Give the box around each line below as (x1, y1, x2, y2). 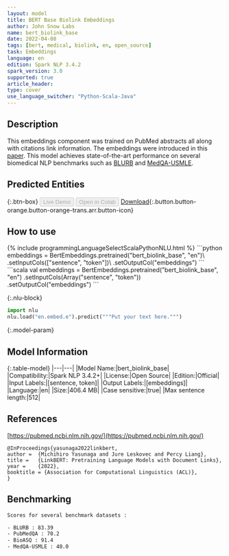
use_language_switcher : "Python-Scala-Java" (7, 93, 136, 100)
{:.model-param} (7, 326, 55, 334)
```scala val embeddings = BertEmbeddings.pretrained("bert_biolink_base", (7, 266, 219, 274)
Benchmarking (7, 493, 72, 505)
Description (7, 118, 58, 131)
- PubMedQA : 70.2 (7, 531, 60, 537)
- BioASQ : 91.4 (7, 537, 53, 544)
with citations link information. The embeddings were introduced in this (7, 144, 208, 152)
